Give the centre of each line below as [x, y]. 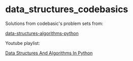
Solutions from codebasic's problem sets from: [54, 23]
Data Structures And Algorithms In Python [49, 53]
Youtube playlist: [23, 43]
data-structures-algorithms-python [42, 33]
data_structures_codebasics [67, 9]
